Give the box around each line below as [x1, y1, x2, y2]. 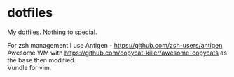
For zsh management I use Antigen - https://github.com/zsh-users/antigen [7, 41, 223, 49]
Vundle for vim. [7, 63, 52, 71]
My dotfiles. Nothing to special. [7, 28, 97, 36]
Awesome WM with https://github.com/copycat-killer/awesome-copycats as [7, 49, 228, 57]
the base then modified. [7, 55, 76, 64]
